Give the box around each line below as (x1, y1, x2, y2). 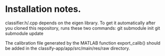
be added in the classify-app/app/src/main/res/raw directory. (5, 45, 130, 51)
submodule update (5, 30, 44, 36)
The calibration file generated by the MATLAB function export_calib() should (5, 40, 161, 46)
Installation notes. (5, 3, 81, 15)
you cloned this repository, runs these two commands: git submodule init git (5, 25, 160, 31)
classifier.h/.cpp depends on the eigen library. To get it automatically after (5, 20, 156, 26)
